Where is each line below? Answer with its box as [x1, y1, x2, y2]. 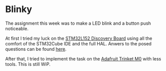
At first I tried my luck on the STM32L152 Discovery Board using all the [5, 35, 153, 41]
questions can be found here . [5, 46, 67, 52]
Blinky [5, 4, 32, 15]
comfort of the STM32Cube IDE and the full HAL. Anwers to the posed [5, 40, 152, 46]
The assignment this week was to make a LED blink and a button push [5, 20, 151, 26]
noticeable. [5, 25, 29, 31]
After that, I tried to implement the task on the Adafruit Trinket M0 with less [5, 55, 161, 61]
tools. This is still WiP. [5, 61, 51, 67]
